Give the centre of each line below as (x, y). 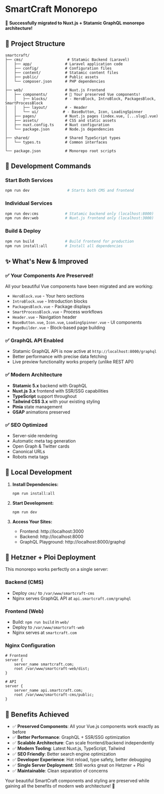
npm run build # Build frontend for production (70, 241)
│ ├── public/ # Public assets (52, 77)
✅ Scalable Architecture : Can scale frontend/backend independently (83, 743)
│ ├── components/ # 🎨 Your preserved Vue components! (73, 94)
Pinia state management (37, 406)
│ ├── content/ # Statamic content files (62, 73)
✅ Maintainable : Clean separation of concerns (60, 771)
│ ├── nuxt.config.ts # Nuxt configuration (57, 125)
